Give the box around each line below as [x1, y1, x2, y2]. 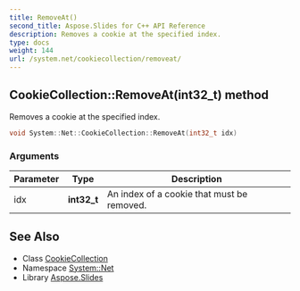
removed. [106, 198, 147, 211]
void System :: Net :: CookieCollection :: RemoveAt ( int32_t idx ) [9, 129, 238, 137]
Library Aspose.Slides [21, 271, 104, 282]
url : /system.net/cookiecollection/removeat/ [9, 54, 181, 63]
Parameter [13, 172, 60, 185]
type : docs [9, 37, 50, 47]
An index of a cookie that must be [106, 187, 248, 200]
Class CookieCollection [21, 253, 109, 263]
